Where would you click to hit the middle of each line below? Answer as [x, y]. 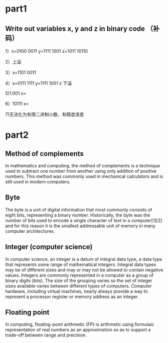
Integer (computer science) [49, 247]
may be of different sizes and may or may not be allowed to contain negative [84, 269]
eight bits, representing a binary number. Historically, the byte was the [78, 215]
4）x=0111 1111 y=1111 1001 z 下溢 [38, 83]
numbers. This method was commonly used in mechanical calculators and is [84, 176]
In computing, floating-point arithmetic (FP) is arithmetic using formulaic [80, 324]
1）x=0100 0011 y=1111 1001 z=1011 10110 [47, 51]
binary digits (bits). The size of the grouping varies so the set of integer [79, 281]
